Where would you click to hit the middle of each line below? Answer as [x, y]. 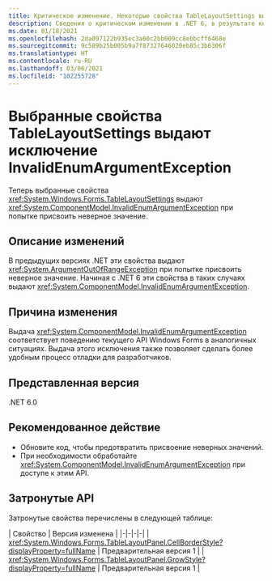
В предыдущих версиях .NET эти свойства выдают [96, 261]
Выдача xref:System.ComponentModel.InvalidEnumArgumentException [127, 332]
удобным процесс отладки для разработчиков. [90, 358]
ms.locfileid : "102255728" [54, 76]
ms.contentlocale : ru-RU [50, 61]
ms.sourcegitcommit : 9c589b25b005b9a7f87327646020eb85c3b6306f [117, 46]
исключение [53, 150]
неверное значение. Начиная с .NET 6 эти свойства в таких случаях [127, 278]
